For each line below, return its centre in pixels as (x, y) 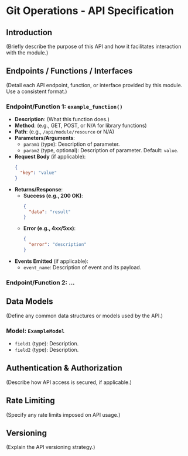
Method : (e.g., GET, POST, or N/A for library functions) (81, 126)
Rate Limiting (30, 401)
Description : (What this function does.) (62, 119)
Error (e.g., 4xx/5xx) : (49, 228)
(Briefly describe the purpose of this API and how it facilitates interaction (94, 46)
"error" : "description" (57, 245)
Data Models (30, 302)
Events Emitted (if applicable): (52, 261)
